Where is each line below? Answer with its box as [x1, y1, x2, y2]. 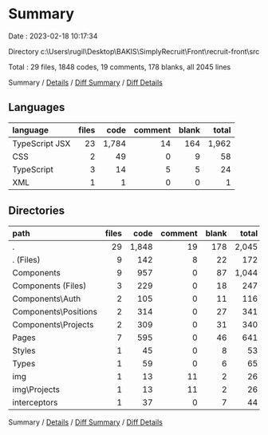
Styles [12, 345, 36, 356]
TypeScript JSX [12, 137, 71, 148]
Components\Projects [12, 318, 94, 330]
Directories [8, 204, 65, 218]
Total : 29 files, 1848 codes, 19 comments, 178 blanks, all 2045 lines [8, 61, 231, 72]
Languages [8, 101, 65, 114]
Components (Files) [12, 280, 87, 291]
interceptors [12, 397, 58, 408]
